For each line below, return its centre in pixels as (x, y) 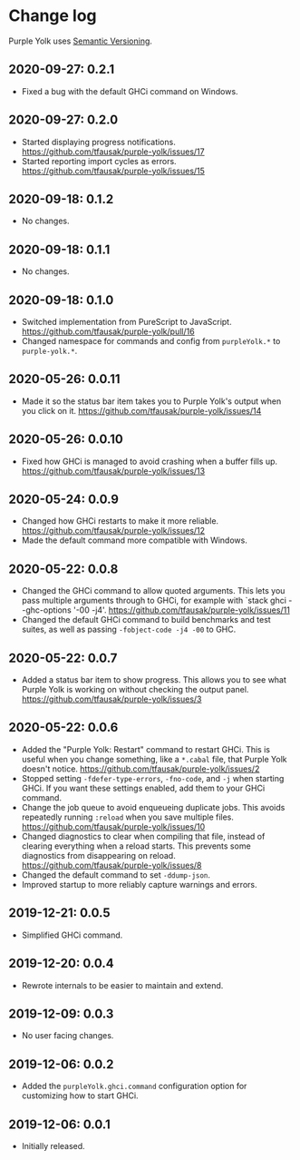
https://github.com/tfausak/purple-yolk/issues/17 (113, 152)
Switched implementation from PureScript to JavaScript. (126, 322)
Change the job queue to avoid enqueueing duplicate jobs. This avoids (153, 807)
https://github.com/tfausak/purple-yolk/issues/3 (111, 699)
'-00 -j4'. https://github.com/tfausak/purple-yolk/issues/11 (182, 610)
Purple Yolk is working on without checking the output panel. (135, 690)
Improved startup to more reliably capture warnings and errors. (139, 884)
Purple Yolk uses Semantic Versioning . (81, 41)
